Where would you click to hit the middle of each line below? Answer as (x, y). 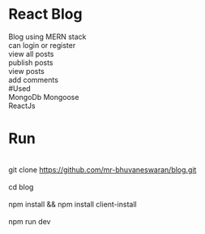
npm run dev (30, 221)
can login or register (42, 45)
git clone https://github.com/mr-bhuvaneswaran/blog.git (102, 169)
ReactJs (22, 106)
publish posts (31, 63)
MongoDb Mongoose (44, 97)
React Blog (45, 14)
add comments (34, 80)
